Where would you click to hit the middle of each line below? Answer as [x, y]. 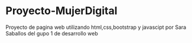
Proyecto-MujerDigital [61, 11]
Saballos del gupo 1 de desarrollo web [52, 33]
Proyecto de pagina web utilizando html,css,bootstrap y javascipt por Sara [96, 27]
